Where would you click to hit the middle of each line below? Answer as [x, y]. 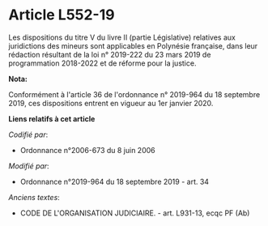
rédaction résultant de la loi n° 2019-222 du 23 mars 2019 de [110, 54]
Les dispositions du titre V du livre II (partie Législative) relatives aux [122, 37]
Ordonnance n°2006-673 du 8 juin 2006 [87, 150]
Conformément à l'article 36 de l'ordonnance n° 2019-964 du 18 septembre [134, 94]
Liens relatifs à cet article [52, 118]
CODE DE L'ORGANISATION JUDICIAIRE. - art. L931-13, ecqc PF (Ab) [135, 213]
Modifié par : [29, 166]
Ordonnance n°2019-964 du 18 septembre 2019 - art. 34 [114, 181]
